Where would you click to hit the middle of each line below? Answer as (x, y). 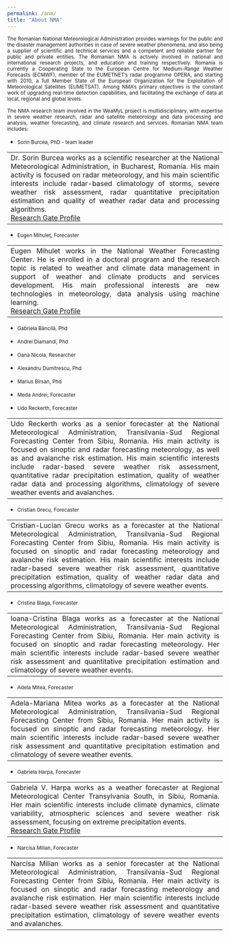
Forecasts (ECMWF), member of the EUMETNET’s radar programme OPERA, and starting (115, 75)
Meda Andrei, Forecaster (46, 395)
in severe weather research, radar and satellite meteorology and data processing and (115, 117)
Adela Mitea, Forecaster (45, 687)
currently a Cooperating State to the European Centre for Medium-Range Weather (115, 69)
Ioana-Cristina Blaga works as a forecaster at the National (115, 618)
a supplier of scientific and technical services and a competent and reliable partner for (115, 51)
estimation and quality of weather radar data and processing (115, 200)
